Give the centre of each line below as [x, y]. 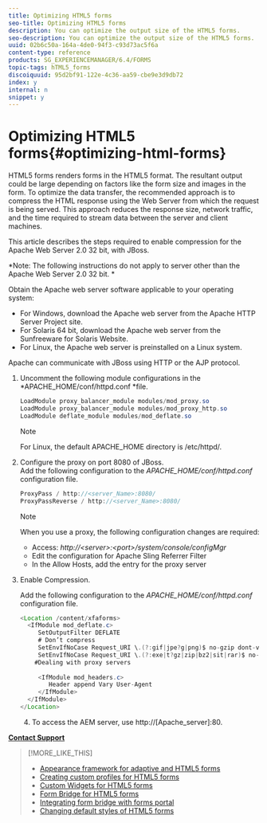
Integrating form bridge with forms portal [107, 802]
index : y [23, 82]
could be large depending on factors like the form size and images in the [127, 184]
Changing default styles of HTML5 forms [107, 810]
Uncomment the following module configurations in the [110, 378]
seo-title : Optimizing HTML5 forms [67, 23]
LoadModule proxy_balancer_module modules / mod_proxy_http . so [124, 409]
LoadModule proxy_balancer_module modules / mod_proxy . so [114, 402]
